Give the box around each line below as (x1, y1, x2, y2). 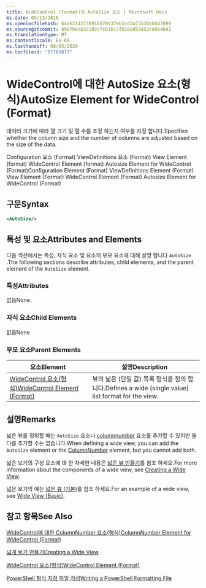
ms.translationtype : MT (6, 32, 67, 38)
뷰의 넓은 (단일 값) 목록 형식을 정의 (92, 375, 186, 384)
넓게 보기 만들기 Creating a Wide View (6, 548, 99, 555)
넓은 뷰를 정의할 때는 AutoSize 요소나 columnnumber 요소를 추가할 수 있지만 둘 (6, 431, 197, 439)
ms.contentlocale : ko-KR (6, 37, 70, 44)
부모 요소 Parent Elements (6, 345, 82, 354)
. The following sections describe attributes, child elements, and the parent (6, 258, 194, 266)
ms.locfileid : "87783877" (6, 49, 72, 55)
